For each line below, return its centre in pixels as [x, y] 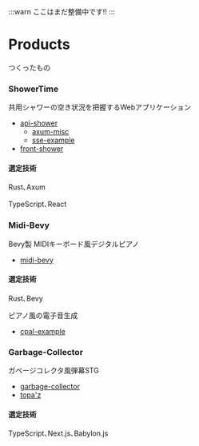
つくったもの [29, 67]
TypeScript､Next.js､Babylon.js [58, 433]
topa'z [30, 395]
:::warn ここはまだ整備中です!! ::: [62, 12]
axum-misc [50, 132]
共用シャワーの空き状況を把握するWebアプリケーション [100, 107]
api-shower [39, 123]
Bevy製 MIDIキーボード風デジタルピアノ [74, 244]
